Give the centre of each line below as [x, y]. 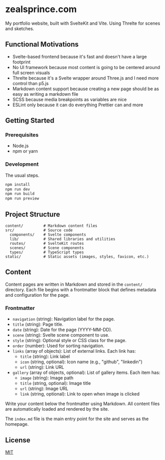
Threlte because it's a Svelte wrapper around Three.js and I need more [86, 78]
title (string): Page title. [38, 324]
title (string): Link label [45, 357]
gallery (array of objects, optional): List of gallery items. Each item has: [86, 373]
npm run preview [22, 199]
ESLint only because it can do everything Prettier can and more [78, 105]
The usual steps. [22, 175]
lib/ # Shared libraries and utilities [62, 239]
